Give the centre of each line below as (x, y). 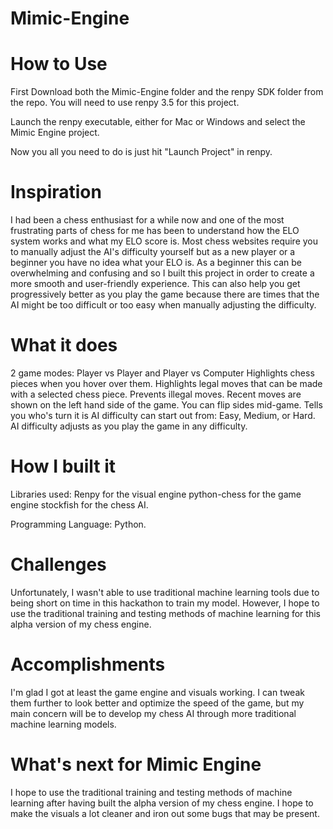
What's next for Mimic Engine (136, 764)
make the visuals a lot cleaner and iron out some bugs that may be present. (165, 813)
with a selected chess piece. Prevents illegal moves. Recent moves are (156, 394)
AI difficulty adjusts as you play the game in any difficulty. (129, 426)
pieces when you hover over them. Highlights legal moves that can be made (166, 383)
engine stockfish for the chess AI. (79, 504)
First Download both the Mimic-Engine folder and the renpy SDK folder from (167, 92)
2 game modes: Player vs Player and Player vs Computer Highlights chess (162, 373)
